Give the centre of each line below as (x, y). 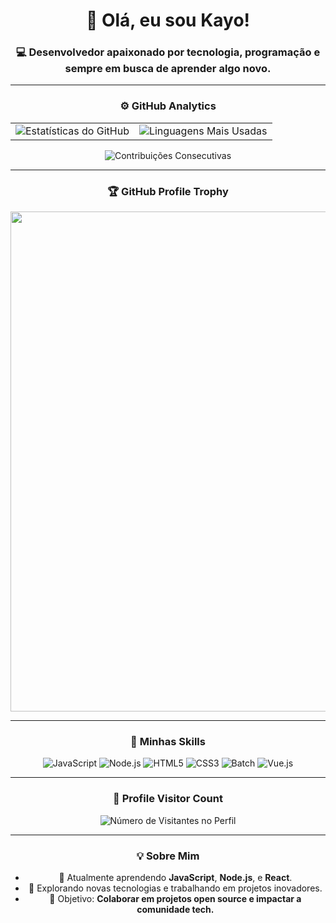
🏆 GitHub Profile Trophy (168, 191)
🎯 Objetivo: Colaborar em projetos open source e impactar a (175, 898)
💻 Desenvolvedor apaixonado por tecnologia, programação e (168, 52)
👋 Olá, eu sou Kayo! (168, 20)
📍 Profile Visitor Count (168, 799)
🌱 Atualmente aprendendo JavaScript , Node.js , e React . (175, 877)
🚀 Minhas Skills (168, 741)
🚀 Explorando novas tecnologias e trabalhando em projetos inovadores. (175, 888)
